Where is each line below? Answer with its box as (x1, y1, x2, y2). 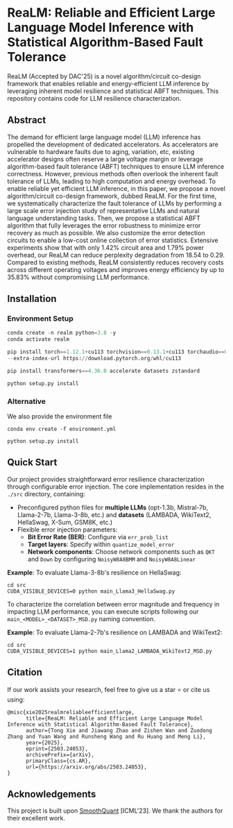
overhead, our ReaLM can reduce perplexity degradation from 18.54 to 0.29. (7, 251, 225, 259)
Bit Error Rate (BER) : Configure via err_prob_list (27, 532, 169, 541)
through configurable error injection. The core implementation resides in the (7, 482, 224, 491)
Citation (7, 666, 43, 678)
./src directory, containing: (7, 489, 85, 498)
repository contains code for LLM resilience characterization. (7, 94, 182, 102)
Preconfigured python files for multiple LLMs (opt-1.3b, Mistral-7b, (17, 503, 209, 512)
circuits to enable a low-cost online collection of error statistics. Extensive (7, 236, 218, 244)
